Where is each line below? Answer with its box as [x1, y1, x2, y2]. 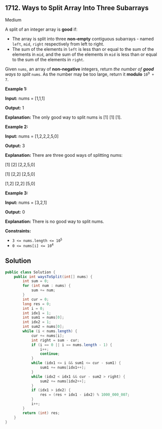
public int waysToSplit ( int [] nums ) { [14, 274, 93, 279]
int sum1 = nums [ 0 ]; [22, 315, 64, 320]
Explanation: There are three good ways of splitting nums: [5, 152, 123, 158]
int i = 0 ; [22, 306, 45, 311]
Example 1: [5, 86, 28, 92]
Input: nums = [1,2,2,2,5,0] [5, 133, 59, 139]
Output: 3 [5, 143, 25, 149]
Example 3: [5, 190, 28, 196]
